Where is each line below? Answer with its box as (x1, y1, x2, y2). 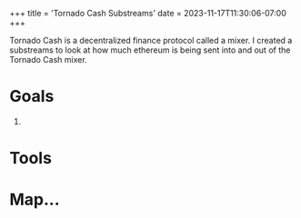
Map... (9, 190, 61, 210)
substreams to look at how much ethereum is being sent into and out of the (9, 45, 291, 55)
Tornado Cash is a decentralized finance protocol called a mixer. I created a (9, 35, 293, 45)
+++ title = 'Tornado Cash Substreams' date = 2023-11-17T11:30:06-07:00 (9, 8, 286, 18)
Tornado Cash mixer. (9, 54, 88, 64)
